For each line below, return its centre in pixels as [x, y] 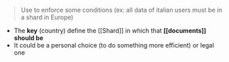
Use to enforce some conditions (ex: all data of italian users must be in [121, 10]
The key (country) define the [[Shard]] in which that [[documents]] [110, 31]
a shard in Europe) [47, 17]
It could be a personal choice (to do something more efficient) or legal [114, 45]
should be [28, 38]
